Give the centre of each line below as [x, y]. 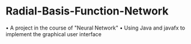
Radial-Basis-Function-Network [87, 11]
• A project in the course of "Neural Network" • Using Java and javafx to [95, 28]
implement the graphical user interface [54, 34]
